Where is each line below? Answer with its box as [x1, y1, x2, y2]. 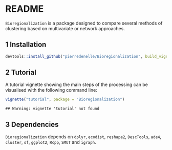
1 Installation [5, 40, 47, 49]
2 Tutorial [5, 68, 37, 77]
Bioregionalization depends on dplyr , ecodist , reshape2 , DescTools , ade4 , [5, 134, 162, 140]
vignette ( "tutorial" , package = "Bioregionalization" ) [5, 97, 125, 102]
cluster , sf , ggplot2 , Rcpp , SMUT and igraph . [5, 139, 96, 145]
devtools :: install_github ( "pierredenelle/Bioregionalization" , [5, 54, 143, 59]
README [5, 3, 44, 15]
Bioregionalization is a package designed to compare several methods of [5, 20, 163, 26]
